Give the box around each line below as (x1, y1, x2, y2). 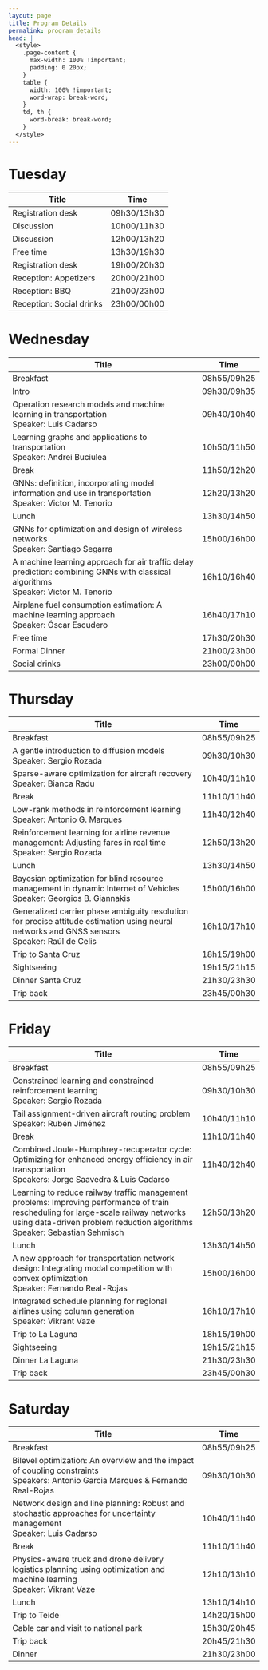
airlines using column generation (12, 1306, 135, 1317)
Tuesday (8, 165, 67, 183)
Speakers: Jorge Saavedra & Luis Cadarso (12, 1174, 170, 1185)
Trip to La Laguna (12, 1329, 78, 1340)
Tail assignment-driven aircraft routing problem (12, 1108, 191, 1119)
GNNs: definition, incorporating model (12, 477, 155, 488)
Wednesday (8, 330, 90, 348)
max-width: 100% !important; (29, 57, 127, 65)
